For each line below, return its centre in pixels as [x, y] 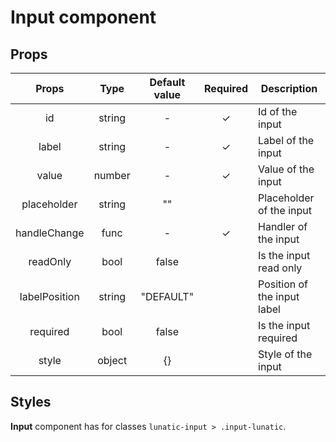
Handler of [283, 226]
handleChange [50, 233]
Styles [31, 402]
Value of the [286, 169]
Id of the [278, 111]
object [112, 360]
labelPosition [49, 296]
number [112, 175]
